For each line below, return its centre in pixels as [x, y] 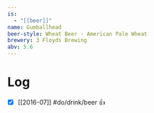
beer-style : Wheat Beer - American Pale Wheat [77, 34]
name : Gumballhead [34, 27]
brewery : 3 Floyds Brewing [47, 41]
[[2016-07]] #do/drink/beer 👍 [61, 102]
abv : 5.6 [20, 47]
